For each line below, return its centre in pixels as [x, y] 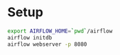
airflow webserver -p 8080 [47, 44]
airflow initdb [30, 37]
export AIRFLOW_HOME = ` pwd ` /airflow [60, 31]
